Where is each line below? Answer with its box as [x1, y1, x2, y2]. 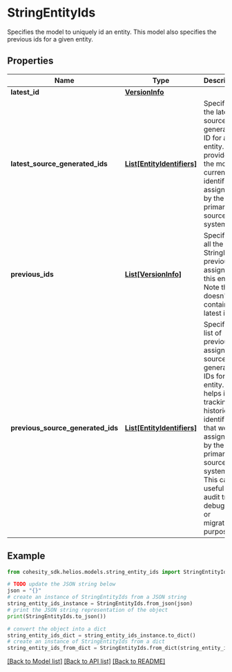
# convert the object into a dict [7, 625, 107, 633]
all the [203, 239, 224, 249]
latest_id [10, 87, 39, 97]
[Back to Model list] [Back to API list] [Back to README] [7, 657, 166, 666]
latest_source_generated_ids [10, 159, 108, 169]
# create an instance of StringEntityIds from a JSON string [7, 594, 187, 601]
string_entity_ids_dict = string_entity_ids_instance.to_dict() [7, 632, 196, 639]
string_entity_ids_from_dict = [7, 644, 97, 652]
